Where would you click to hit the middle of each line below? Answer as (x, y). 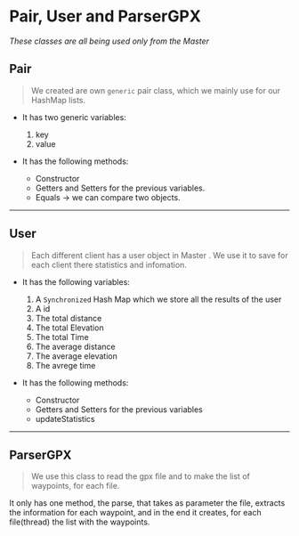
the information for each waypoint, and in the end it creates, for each (135, 513)
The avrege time (65, 365)
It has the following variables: (76, 281)
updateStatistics (65, 418)
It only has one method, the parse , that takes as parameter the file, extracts (147, 503)
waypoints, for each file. (75, 486)
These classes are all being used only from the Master (109, 41)
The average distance (75, 346)
